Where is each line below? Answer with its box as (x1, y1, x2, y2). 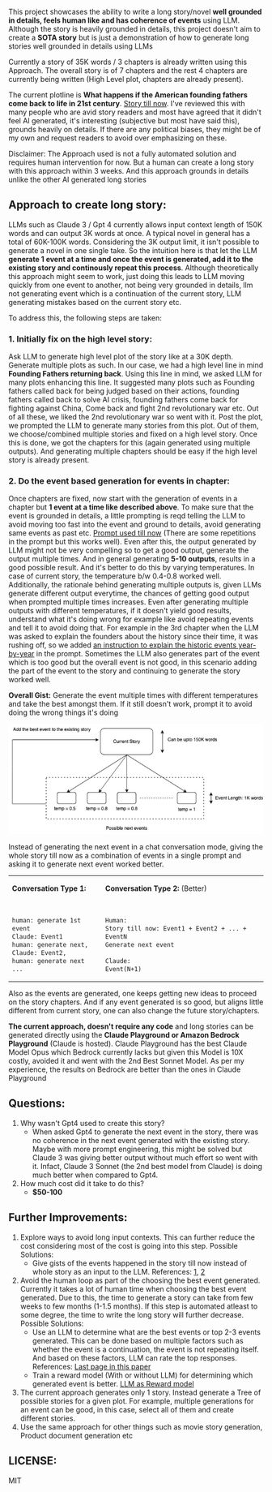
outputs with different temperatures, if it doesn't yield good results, (8, 606, 232, 616)
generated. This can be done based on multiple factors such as (32, 1335, 244, 1345)
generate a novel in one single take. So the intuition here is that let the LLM (8, 245, 257, 255)
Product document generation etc (19, 1430, 134, 1440)
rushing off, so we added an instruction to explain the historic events (8, 640, 237, 650)
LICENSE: (8, 1454, 57, 1468)
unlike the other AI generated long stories (8, 174, 147, 184)
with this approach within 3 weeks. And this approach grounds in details (8, 166, 249, 175)
